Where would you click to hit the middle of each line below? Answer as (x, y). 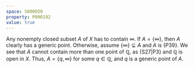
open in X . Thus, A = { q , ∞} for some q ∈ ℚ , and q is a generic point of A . (95, 59)
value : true (20, 22)
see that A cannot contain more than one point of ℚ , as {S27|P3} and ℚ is (94, 52)
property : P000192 (28, 17)
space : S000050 (25, 11)
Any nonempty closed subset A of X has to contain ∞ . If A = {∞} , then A (93, 39)
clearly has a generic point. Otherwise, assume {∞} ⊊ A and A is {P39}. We (97, 45)
